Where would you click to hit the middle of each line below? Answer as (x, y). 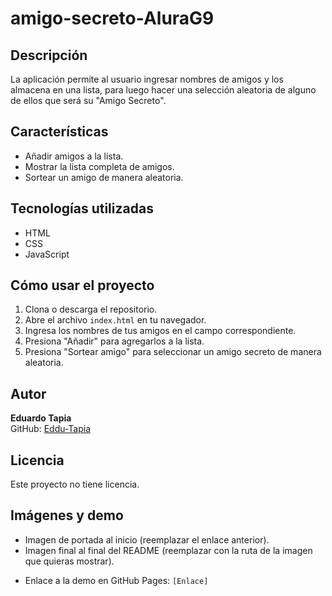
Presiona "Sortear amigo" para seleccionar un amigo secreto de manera (173, 352)
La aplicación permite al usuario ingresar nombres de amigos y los (147, 79)
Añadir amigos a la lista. (74, 156)
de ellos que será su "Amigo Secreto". (88, 100)
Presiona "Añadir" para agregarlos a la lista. (114, 341)
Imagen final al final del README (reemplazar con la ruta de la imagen (168, 550)
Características (59, 132)
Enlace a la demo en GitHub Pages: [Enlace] (116, 580)
